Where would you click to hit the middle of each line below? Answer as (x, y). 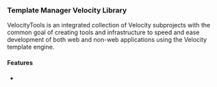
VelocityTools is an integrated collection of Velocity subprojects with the (109, 25)
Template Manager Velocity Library (67, 10)
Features (20, 62)
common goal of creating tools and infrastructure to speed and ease (103, 32)
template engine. (31, 47)
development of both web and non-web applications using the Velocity (107, 40)
